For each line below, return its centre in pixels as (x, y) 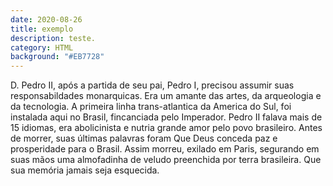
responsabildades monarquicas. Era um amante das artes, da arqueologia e (166, 96)
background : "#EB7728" (57, 57)
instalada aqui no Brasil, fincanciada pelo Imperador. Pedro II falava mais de (166, 117)
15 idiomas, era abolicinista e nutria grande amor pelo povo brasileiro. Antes (166, 128)
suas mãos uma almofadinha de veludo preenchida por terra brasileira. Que (166, 160)
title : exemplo (42, 29)
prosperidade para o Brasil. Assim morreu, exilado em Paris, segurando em (165, 149)
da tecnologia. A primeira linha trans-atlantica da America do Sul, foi (151, 107)
